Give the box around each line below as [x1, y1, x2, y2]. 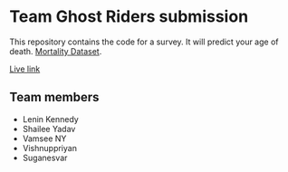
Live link [9, 63, 41, 74]
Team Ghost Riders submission [9, 6, 249, 27]
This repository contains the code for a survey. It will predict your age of [9, 36, 279, 47]
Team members [9, 90, 100, 105]
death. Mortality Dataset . [9, 45, 102, 56]
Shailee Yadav [22, 123, 76, 134]
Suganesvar [22, 152, 68, 163]
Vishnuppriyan [22, 142, 77, 153]
